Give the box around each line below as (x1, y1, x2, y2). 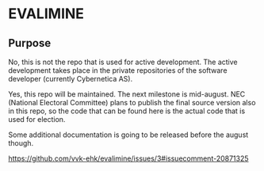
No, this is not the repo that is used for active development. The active (8, 57, 238, 66)
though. (8, 139, 34, 147)
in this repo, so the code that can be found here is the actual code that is (8, 106, 246, 116)
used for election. (8, 115, 66, 123)
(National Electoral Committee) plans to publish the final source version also (8, 98, 256, 107)
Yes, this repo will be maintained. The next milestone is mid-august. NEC (8, 89, 246, 99)
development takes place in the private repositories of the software (8, 66, 228, 75)
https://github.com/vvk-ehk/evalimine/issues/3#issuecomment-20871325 (8, 154, 249, 163)
